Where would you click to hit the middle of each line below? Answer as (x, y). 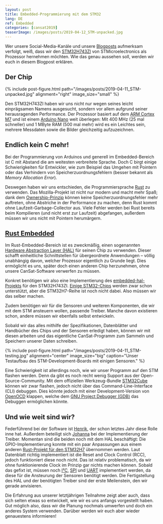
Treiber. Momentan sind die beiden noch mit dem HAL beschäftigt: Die (75, 439)
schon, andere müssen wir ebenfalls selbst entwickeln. (60, 316)
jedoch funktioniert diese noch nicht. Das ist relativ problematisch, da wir (78, 460)
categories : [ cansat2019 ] (31, 28)
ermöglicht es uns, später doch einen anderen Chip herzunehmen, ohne (77, 266)
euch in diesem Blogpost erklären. (39, 62)
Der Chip (19, 77)
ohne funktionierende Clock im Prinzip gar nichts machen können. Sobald (79, 465)
